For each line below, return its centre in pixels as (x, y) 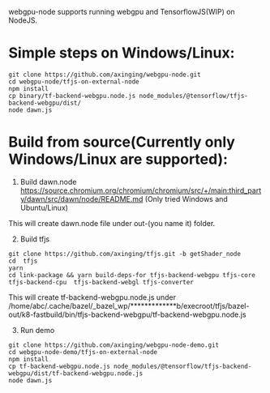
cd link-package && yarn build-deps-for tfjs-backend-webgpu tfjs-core (132, 275)
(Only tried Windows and (186, 199)
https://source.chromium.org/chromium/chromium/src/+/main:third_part (141, 190)
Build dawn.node (48, 182)
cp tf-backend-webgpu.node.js (60, 366)
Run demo (37, 330)
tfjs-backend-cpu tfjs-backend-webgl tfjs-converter (101, 282)
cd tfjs (23, 261)
